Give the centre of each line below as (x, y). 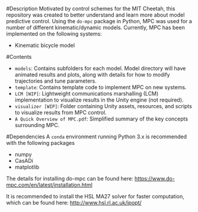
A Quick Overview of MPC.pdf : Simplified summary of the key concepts (101, 119)
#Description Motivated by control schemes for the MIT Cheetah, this (91, 9)
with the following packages (41, 143)
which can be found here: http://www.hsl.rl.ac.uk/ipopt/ (74, 202)
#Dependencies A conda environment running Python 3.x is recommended (97, 137)
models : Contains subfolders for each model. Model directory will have (100, 68)
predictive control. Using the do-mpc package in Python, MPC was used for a (99, 21)
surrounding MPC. (37, 125)
